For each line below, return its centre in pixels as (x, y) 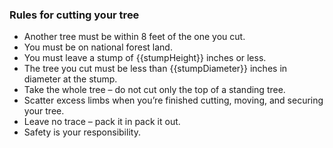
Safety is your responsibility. (82, 132)
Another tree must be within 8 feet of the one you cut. (134, 37)
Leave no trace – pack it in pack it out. (102, 122)
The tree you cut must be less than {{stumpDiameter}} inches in (155, 69)
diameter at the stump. (70, 79)
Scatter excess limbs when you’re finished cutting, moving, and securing (173, 100)
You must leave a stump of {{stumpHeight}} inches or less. (145, 58)
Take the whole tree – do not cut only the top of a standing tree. (154, 90)
